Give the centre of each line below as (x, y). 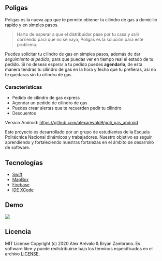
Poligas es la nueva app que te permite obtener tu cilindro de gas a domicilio (81, 19)
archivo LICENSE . (22, 254)
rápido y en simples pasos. (32, 25)
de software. (18, 147)
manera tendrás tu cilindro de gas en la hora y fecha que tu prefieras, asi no (81, 69)
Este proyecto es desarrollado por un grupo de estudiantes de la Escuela (77, 132)
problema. (27, 44)
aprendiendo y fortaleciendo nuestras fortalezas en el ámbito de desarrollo (80, 142)
